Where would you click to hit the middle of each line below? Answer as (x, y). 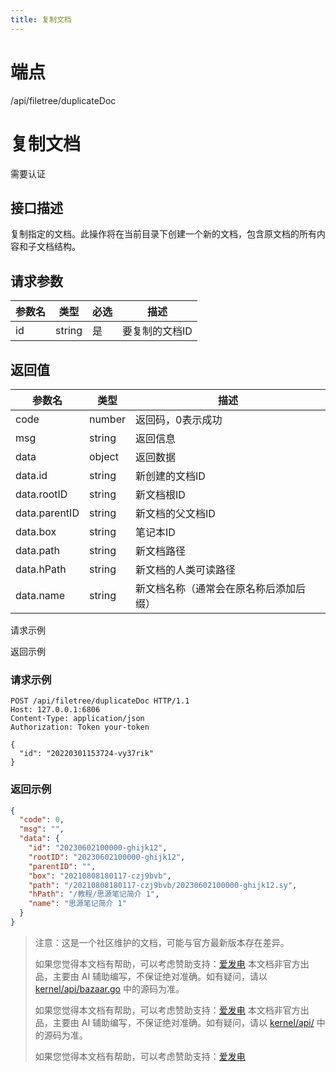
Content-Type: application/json (77, 719)
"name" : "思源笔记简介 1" (77, 904)
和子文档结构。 (49, 247)
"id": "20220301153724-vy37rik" (87, 754)
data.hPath (41, 569)
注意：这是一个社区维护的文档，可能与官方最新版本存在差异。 (162, 942)
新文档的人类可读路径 (186, 569)
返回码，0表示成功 (179, 419)
